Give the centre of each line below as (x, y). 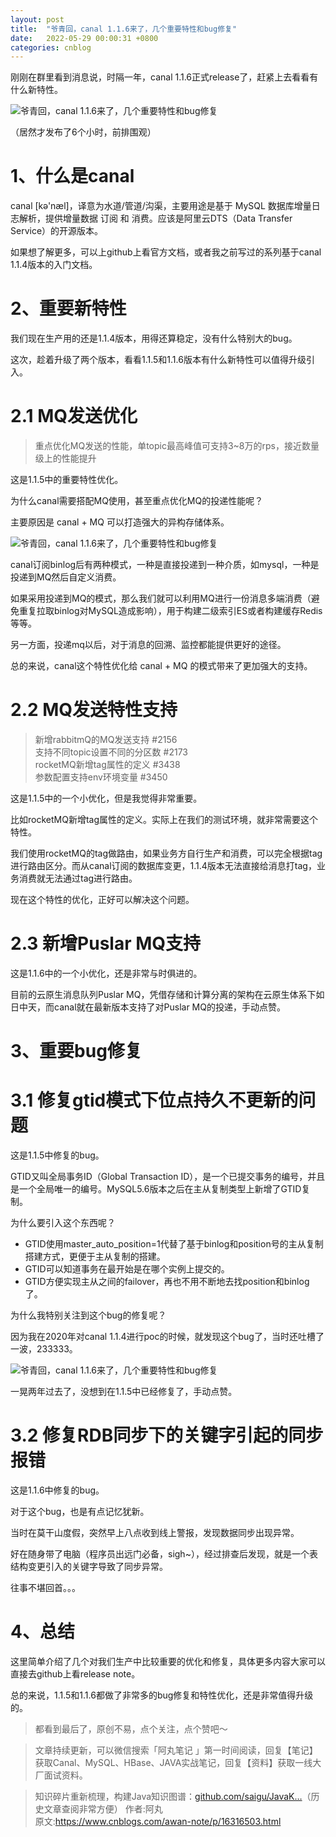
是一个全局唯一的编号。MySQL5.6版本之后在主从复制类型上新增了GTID (156, 1189)
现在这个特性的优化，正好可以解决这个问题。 (102, 899)
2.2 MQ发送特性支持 (94, 710)
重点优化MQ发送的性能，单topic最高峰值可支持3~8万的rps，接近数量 (177, 446)
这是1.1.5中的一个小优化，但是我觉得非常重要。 (106, 798)
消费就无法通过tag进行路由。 (78, 878)
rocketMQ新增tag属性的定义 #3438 (107, 764)
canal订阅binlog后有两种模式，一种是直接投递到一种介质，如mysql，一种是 (165, 565)
